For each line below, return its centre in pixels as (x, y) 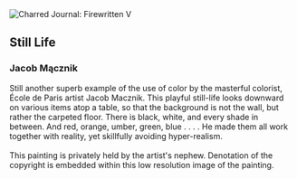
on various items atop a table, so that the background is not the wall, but (144, 107)
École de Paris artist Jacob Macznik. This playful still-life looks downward (147, 98)
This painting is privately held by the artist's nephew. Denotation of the (141, 155)
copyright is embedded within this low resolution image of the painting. (142, 165)
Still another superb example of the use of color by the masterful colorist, (146, 88)
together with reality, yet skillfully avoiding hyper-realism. (116, 136)
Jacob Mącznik (44, 69)
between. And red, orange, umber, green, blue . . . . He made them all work (148, 127)
